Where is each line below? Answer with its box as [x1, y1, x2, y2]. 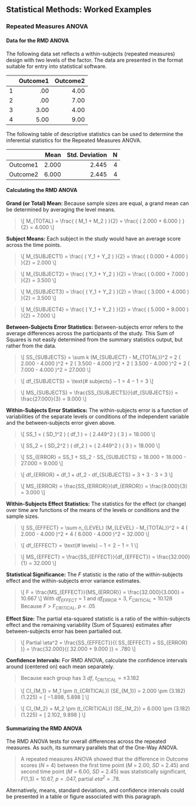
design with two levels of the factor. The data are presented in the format [6, 56, 184, 64]
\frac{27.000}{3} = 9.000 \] [20, 395, 87, 402]
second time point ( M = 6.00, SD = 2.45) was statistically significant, [20, 768, 187, 775]
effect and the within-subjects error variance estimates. [6, 577, 141, 584]
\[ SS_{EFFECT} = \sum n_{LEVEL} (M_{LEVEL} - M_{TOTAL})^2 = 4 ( [20, 524, 188, 531]
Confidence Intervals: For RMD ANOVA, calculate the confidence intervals [6, 657, 188, 664]
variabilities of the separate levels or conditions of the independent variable [6, 412, 190, 420]
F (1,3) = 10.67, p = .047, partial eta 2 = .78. [20, 774, 121, 782]
